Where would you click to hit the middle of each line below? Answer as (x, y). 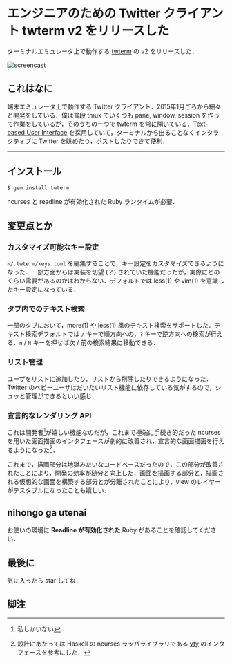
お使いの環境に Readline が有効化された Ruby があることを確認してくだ (109, 530)
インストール (35, 172)
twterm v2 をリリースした (96, 31)
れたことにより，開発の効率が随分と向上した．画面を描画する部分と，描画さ (116, 473)
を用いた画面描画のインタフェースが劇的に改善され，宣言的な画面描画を (110, 441)
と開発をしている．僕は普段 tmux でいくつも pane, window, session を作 (110, 115)
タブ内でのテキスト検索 (46, 309)
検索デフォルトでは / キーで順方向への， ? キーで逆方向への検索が (118, 334)
